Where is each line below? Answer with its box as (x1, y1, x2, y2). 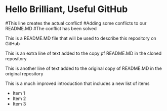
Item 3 (12, 100, 26, 106)
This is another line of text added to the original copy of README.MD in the (5, 65, 162, 71)
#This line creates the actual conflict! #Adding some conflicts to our (5, 20, 147, 26)
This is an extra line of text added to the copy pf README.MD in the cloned (5, 50, 162, 56)
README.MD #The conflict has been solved (5, 25, 97, 31)
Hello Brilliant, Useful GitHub (5, 4, 128, 15)
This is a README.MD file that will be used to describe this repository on (5, 35, 157, 41)
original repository (5, 70, 44, 76)
